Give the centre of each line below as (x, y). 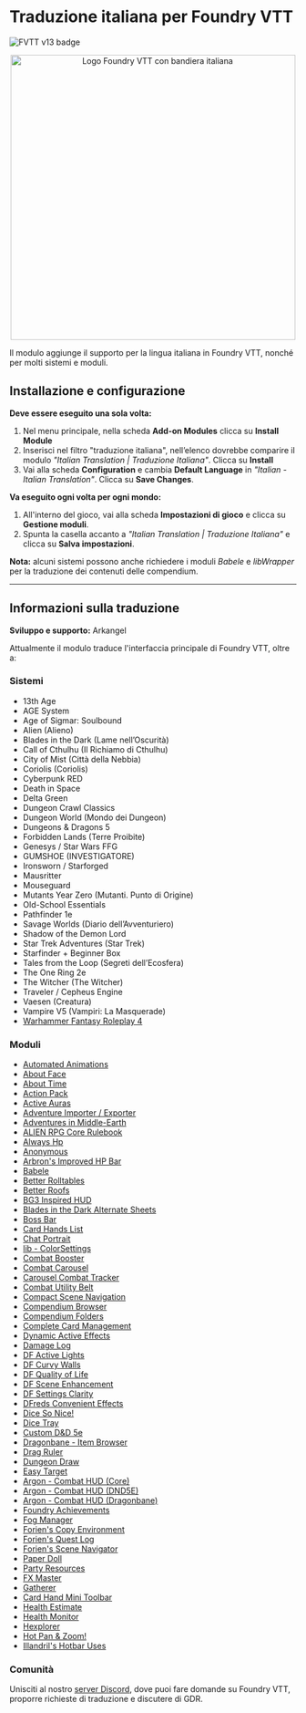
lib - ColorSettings (57, 1249)
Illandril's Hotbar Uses (64, 1646)
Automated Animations (66, 1064)
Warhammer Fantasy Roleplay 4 (82, 1021)
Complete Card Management (77, 1326)
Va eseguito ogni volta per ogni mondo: (86, 497)
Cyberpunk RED (53, 778)
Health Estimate (52, 1607)
